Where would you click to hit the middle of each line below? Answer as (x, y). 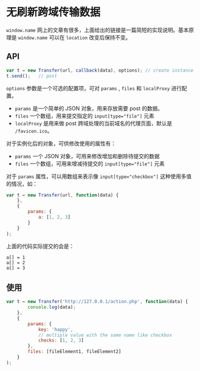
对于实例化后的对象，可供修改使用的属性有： (61, 143)
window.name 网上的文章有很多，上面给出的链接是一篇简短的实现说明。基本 (98, 30)
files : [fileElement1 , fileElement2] (74, 352)
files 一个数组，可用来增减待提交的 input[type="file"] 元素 (90, 163)
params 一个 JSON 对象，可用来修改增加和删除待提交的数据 (87, 156)
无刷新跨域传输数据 (53, 12)
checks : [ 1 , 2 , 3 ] (61, 341)
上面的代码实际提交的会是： (40, 246)
